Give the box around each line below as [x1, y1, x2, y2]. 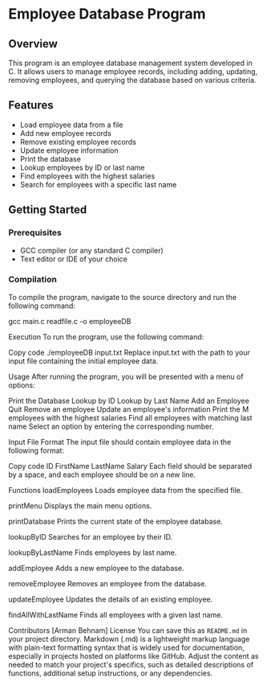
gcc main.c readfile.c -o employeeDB [8, 316, 131, 326]
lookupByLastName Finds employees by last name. [8, 548, 177, 557]
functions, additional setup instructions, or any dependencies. [8, 668, 213, 678]
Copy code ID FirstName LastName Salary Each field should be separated [8, 461, 253, 470]
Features [8, 98, 54, 113]
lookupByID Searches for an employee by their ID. [8, 532, 173, 541]
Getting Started [8, 203, 87, 217]
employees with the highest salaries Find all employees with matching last [8, 413, 253, 422]
